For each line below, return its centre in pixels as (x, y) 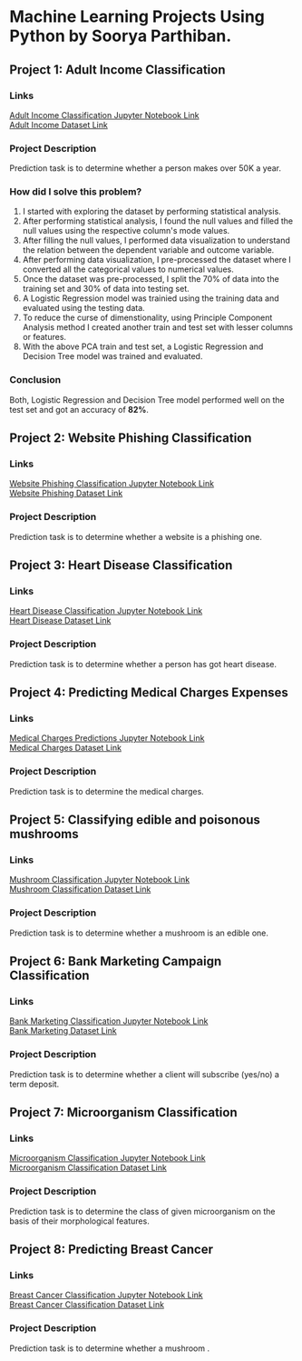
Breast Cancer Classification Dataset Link (87, 1305)
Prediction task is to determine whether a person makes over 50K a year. (146, 168)
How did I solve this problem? (76, 192)
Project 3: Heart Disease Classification (121, 565)
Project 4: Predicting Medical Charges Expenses (149, 693)
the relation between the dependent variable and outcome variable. (148, 250)
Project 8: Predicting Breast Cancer (112, 1250)
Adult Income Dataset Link (59, 125)
